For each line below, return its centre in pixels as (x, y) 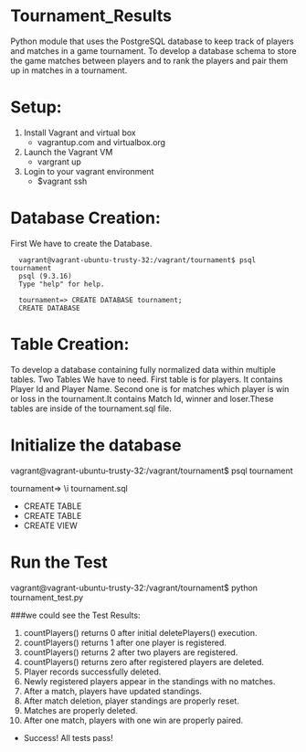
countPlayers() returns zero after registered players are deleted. (143, 662)
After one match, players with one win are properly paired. (133, 720)
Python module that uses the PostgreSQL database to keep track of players (153, 41)
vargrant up (59, 162)
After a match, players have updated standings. (113, 691)
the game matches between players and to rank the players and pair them (149, 60)
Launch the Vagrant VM (68, 152)
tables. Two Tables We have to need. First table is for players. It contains (147, 379)
